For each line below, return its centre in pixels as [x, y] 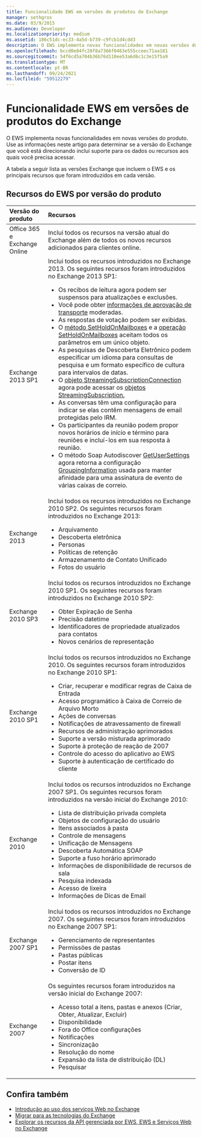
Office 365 [25, 229]
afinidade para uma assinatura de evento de [120, 478]
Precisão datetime [84, 619]
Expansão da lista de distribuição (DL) [112, 1059]
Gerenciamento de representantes [106, 940]
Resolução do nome [86, 1052]
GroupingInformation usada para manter [115, 470]
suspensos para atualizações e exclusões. [118, 297]
